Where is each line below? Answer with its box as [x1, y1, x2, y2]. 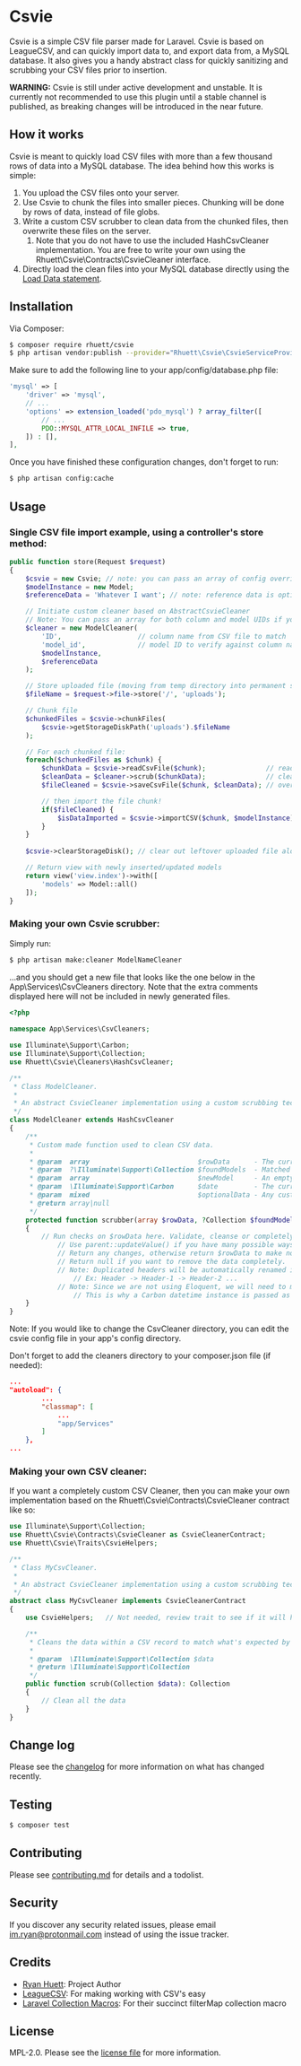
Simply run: [9, 937, 52, 948]
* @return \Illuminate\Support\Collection [29, 1662, 191, 1672]
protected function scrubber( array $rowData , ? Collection [25, 1216, 246, 1225]
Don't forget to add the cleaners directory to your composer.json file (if [9, 1350, 271, 1361]
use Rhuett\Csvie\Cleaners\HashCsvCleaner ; [9, 1057, 175, 1067]
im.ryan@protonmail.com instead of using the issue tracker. [9, 1929, 229, 1940]
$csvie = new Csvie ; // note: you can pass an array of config [25, 574, 267, 583]
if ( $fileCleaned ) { [41, 805, 115, 814]
